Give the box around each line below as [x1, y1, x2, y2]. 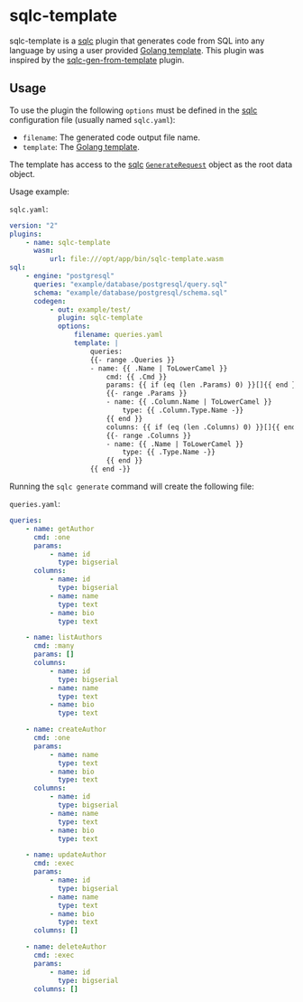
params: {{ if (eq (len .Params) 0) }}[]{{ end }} [106, 380, 300, 389]
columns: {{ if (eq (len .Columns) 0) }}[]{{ [106, 422, 280, 432]
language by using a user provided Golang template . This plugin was [9, 44, 264, 55]
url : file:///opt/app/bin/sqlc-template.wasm [49, 255, 224, 264]
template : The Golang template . [22, 141, 140, 152]
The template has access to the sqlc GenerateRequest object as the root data [9, 159, 293, 170]
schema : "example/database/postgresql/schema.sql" [32, 288, 228, 297]
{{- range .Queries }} [89, 355, 176, 364]
